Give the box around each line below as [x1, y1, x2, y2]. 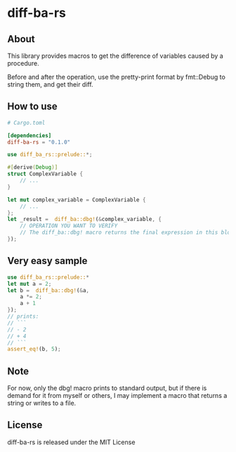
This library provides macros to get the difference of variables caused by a [7, 51, 223, 60]
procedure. [7, 59, 40, 68]
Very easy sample [7, 255, 88, 267]
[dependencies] [7, 132, 52, 139]
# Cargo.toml [7, 119, 46, 126]
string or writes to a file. [7, 399, 77, 408]
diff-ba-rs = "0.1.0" [7, 139, 71, 146]
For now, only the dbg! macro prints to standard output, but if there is [7, 384, 207, 392]
